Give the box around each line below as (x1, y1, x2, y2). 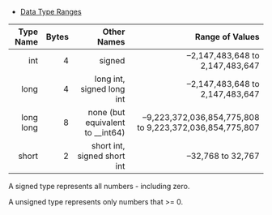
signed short (77, 150, 125, 161)
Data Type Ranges (19, 7, 83, 16)
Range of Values (194, 32, 260, 42)
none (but (87, 107, 125, 118)
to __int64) (84, 127, 125, 138)
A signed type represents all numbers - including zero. (8, 182, 190, 191)
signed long (80, 84, 125, 94)
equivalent (84, 117, 125, 128)
